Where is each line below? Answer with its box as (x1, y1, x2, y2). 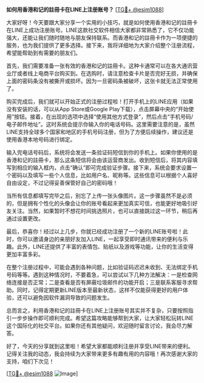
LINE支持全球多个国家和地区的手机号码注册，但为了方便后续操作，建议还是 (6, 128, 194, 136)
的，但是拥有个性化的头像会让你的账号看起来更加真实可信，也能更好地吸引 (6, 200, 192, 207)
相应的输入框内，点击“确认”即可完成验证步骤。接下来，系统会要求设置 (16, 164, 192, 171)
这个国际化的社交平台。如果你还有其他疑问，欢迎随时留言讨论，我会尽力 (6, 322, 187, 329)
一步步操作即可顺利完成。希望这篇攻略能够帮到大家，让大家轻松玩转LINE (11, 314, 194, 322)
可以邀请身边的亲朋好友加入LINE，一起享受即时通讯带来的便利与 (22, 235, 183, 243)
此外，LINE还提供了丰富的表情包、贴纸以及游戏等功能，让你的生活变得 (16, 243, 194, 250)
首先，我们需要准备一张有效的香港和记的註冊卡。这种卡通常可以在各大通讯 (6, 62, 192, 69)
